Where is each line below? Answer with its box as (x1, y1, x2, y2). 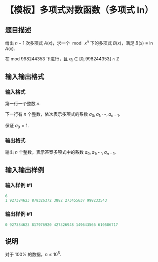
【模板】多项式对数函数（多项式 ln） (5, 4, 154, 16)
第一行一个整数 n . (5, 101, 41, 107)
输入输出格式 (5, 72, 44, 81)
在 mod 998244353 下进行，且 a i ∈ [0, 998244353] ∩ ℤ (5, 55, 119, 63)
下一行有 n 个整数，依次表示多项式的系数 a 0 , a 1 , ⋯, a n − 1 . (5, 111, 120, 118)
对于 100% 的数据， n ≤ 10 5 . (5, 251, 62, 257)
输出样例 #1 (5, 211, 32, 218)
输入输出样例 (5, 166, 44, 175)
